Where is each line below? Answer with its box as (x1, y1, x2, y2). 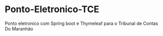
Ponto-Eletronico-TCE (5, 4, 100, 15)
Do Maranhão (5, 25, 34, 31)
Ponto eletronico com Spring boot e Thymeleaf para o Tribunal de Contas (5, 20, 158, 26)
